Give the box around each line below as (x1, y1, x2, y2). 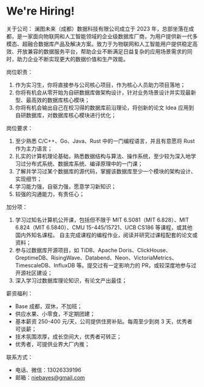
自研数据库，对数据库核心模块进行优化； (15, 111, 117, 119)
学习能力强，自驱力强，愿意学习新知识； (15, 183, 117, 190)
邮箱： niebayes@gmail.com (15, 374, 85, 381)
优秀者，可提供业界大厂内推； (15, 340, 90, 348)
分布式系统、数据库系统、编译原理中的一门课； (25, 160, 143, 167)
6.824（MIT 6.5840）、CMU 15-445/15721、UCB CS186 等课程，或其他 (15, 223, 193, 231)
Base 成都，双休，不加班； (15, 302, 83, 310)
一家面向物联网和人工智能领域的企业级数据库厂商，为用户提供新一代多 (22, 32, 198, 40)
